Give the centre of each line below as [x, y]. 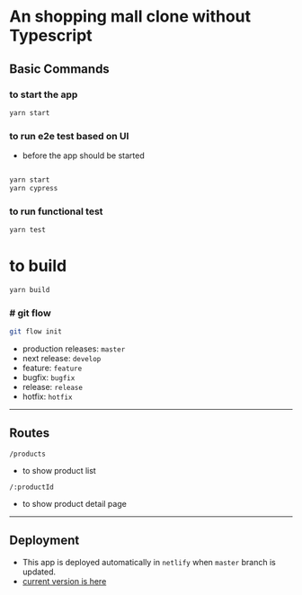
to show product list [59, 470]
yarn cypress [34, 188]
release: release [53, 386]
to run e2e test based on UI [69, 136]
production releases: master [74, 349]
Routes [30, 433]
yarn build [30, 289]
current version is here [64, 581]
